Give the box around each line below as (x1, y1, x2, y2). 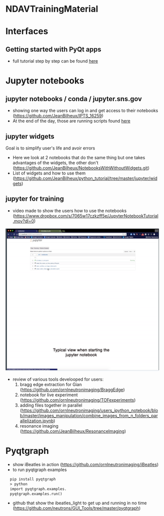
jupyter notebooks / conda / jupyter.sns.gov (5, 94, 142, 103)
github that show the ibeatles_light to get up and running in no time (12, 500, 147, 506)
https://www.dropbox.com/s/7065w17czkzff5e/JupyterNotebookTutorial (14, 213, 159, 218)
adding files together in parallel (19, 402, 82, 408)
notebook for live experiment (19, 392, 78, 398)
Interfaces (5, 26, 48, 37)
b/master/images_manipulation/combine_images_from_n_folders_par (19, 412, 158, 418)
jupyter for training (5, 194, 64, 203)
